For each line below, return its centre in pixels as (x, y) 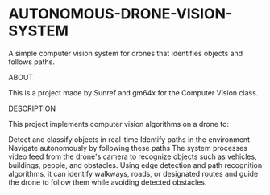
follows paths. (31, 62)
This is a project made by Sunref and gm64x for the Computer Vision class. (133, 92)
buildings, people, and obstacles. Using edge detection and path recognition (135, 165)
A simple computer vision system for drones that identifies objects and (126, 53)
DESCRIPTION (32, 108)
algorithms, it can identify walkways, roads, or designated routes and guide (133, 173)
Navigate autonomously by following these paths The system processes (128, 148)
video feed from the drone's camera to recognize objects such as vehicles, (133, 156)
